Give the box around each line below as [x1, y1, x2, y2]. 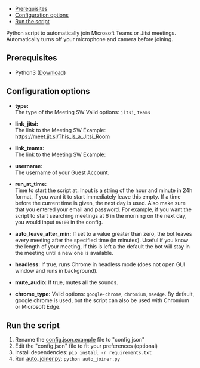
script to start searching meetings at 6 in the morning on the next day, [14, 212, 187, 219]
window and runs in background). [14, 267, 98, 274]
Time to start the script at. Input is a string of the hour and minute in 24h [14, 187, 193, 194]
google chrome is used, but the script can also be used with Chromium [14, 296, 189, 304]
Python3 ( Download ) [14, 69, 66, 76]
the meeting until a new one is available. [14, 249, 113, 256]
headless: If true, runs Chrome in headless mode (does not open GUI [14, 260, 186, 268]
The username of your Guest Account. [14, 169, 110, 176]
